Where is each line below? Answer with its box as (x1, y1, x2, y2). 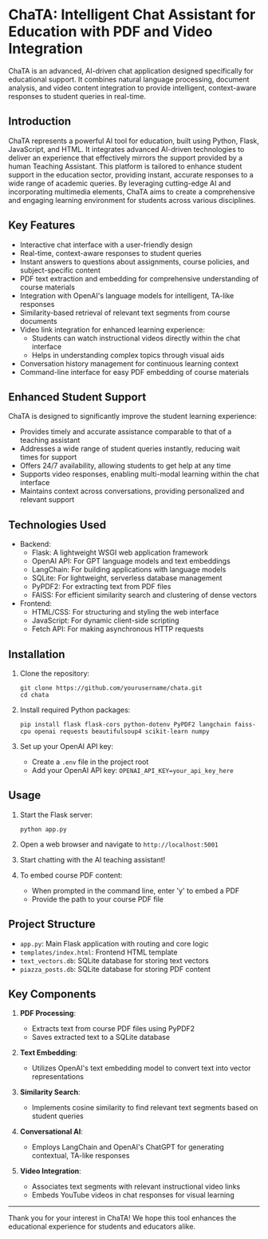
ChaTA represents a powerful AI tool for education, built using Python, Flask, (8, 136, 259, 145)
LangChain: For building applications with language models (31, 565, 227, 575)
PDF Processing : (19, 1009, 77, 1018)
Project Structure (8, 918, 96, 931)
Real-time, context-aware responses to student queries (19, 248, 202, 257)
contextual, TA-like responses (31, 1151, 130, 1161)
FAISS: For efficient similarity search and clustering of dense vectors (31, 590, 258, 600)
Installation (8, 647, 65, 661)
